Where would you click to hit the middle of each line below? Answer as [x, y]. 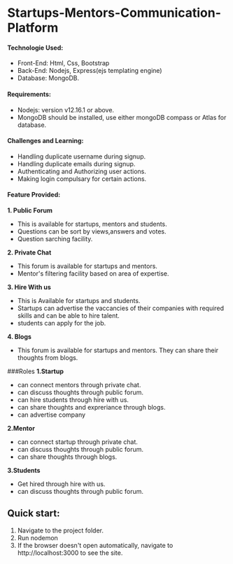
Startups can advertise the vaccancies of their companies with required [121, 308]
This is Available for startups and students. [79, 301]
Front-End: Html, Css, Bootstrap [63, 63]
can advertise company [51, 415]
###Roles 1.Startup [36, 371]
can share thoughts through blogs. [67, 457]
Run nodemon [37, 537]
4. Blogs [19, 337]
